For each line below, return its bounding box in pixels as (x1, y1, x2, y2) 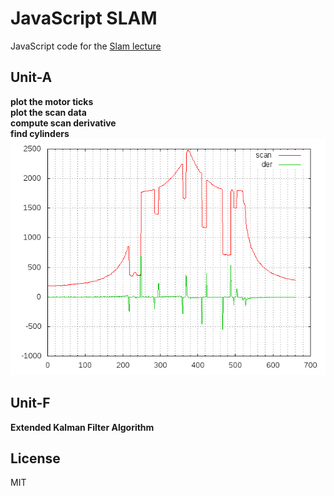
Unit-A (10, 69, 53, 86)
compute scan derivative (10, 117, 117, 129)
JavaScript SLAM (10, 7, 158, 30)
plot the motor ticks (10, 95, 94, 107)
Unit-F (10, 395, 51, 412)
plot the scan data (10, 106, 87, 118)
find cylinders (10, 127, 70, 139)
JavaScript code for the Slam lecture (10, 40, 162, 52)
